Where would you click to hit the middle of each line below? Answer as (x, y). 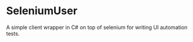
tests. (13, 33)
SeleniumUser (42, 11)
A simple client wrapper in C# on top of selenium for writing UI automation (97, 27)
